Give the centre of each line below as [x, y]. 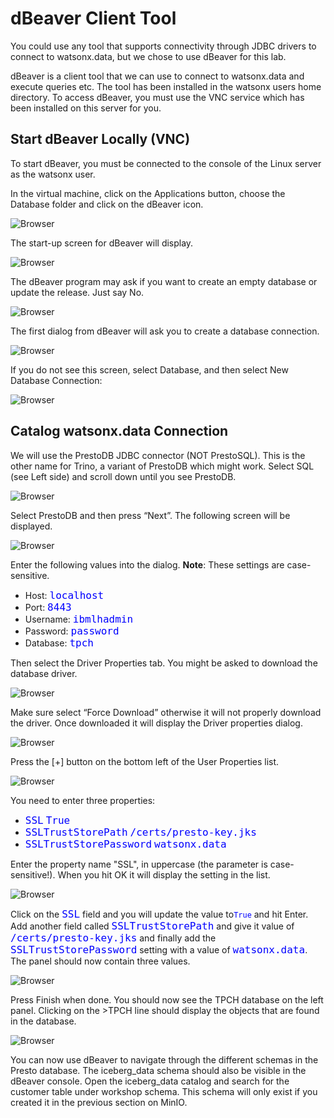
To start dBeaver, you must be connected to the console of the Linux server [166, 163]
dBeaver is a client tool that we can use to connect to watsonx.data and [157, 76]
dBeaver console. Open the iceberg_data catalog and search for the [150, 1081]
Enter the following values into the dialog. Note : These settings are [147, 564]
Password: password [72, 630]
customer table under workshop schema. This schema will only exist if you [164, 1091]
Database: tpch [59, 642]
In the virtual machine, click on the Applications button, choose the [148, 193]
